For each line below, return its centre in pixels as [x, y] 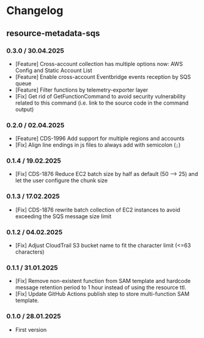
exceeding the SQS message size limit [63, 216]
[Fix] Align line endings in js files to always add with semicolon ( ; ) [98, 145]
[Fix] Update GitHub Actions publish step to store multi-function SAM [102, 294]
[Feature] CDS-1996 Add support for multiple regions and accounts [100, 139]
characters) [30, 252]
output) [24, 109]
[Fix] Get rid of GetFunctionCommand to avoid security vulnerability [100, 96]
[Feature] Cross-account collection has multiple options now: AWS [99, 64]
